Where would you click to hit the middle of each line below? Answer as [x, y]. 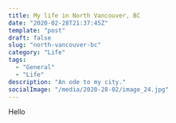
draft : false [30, 38]
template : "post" [37, 30]
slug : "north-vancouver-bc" [55, 45]
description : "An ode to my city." [67, 82]
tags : [17, 60]
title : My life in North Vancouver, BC [74, 15]
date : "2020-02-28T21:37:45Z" [59, 23]
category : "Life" [37, 52]
